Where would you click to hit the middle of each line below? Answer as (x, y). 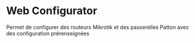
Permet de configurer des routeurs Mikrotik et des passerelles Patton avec (98, 27)
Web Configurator (52, 11)
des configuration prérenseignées (48, 33)
